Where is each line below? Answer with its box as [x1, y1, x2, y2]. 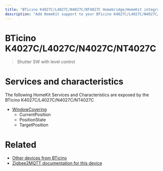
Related [5, 139, 36, 150]
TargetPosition [19, 122, 49, 128]
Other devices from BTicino [12, 155, 67, 161]
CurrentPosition [19, 112, 51, 118]
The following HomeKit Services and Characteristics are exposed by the [5, 92, 149, 98]
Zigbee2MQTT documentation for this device [12, 160, 102, 166]
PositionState [19, 117, 46, 123]
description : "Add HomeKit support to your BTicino [5, 12, 112, 17]
